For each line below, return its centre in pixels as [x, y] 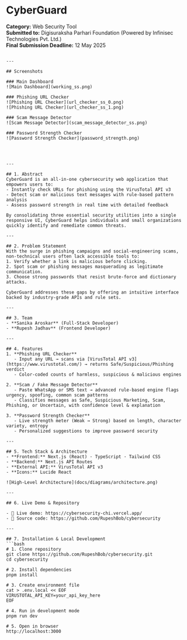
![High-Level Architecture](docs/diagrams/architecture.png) [82, 482]
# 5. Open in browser [32, 626]
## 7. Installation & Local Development [56, 539]
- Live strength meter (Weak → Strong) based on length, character [98, 420]
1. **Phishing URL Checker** [41, 354]
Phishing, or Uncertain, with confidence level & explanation [83, 405]
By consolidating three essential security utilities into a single [91, 215]
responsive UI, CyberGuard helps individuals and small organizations [94, 220]
